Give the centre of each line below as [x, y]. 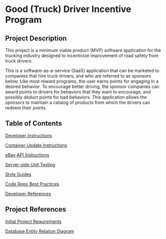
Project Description [36, 38]
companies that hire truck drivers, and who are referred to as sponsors [78, 76]
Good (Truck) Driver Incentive [68, 9]
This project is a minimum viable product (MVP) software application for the [83, 50]
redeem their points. [26, 108]
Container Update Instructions [36, 145]
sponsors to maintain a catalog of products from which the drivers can [78, 102]
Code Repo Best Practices [32, 184]
